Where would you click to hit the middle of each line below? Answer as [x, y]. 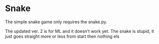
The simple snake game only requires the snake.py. [56, 22]
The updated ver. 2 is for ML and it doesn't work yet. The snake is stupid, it [79, 31]
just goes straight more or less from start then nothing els [62, 36]
